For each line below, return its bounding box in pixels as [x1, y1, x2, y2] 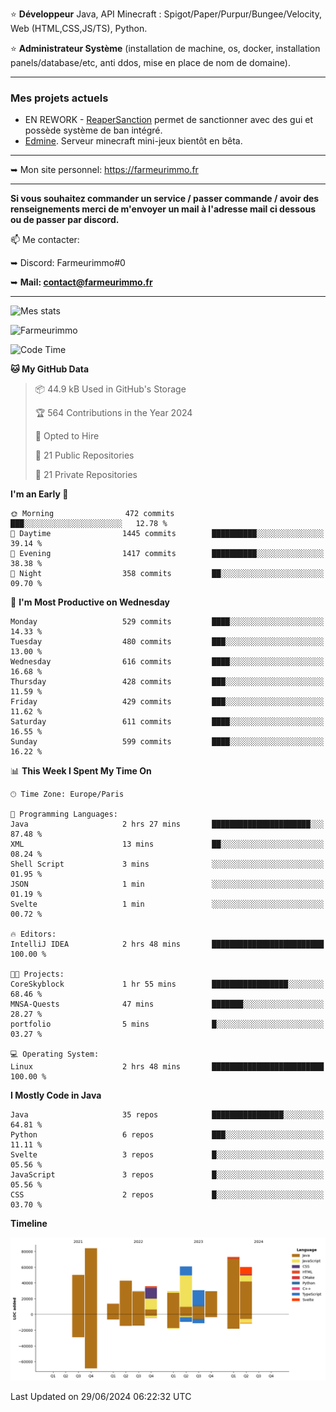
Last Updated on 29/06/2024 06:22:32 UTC [10, 1390, 192, 1402]
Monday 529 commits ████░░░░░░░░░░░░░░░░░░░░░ [10, 617, 325, 627]
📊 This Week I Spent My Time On [10, 765, 152, 777]
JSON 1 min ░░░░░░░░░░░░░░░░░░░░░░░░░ [10, 879, 325, 890]
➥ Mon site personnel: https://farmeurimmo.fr [10, 164, 199, 176]
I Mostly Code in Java [10, 1089, 102, 1102]
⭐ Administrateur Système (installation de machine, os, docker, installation [10, 43, 321, 54]
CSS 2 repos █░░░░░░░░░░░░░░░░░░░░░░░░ [10, 1190, 325, 1200]
